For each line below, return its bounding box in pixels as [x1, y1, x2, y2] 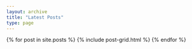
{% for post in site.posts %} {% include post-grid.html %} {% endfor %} [6, 36, 187, 44]
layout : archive [6, 8, 47, 15]
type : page [6, 20, 34, 26]
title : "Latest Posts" [6, 14, 64, 20]
